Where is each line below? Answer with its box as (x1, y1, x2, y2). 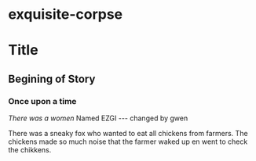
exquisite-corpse (8, 5, 123, 23)
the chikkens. (8, 145, 52, 155)
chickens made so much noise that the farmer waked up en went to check (8, 137, 248, 146)
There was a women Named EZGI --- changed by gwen (8, 113, 188, 123)
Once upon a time (8, 95, 77, 106)
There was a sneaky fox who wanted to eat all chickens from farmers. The (8, 129, 249, 138)
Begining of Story (8, 72, 96, 85)
